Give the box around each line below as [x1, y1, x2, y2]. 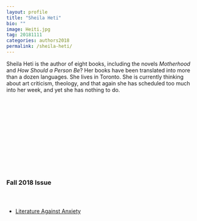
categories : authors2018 [6, 37, 70, 44]
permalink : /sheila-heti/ [6, 44, 72, 50]
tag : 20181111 [6, 32, 43, 38]
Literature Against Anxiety [15, 207, 81, 215]
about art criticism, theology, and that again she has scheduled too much [6, 79, 191, 87]
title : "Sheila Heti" [6, 15, 62, 21]
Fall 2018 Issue [6, 178, 52, 187]
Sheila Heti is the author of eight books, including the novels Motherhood [6, 60, 191, 68]
